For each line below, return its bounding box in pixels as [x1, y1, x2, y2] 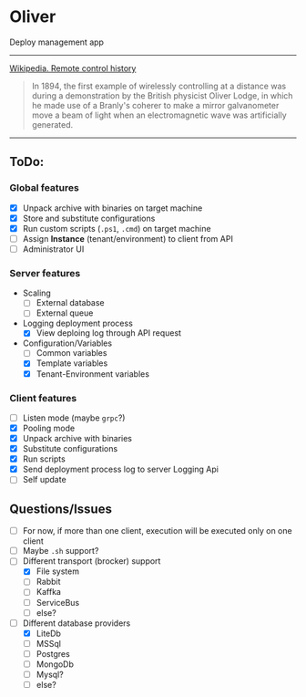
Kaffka [36, 587, 62, 598]
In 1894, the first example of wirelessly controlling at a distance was [31, 80, 287, 91]
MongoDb [36, 659, 75, 670]
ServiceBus [36, 597, 80, 608]
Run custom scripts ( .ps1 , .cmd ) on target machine [22, 223, 211, 234]
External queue [36, 307, 94, 318]
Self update [22, 474, 66, 485]
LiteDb [36, 628, 62, 639]
